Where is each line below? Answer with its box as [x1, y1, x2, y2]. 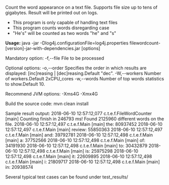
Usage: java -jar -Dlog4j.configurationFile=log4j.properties [5, 40, 128, 46]
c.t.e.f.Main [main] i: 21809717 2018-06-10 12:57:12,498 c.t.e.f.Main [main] [5, 159, 160, 165]
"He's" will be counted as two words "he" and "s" [12, 30, 117, 36]
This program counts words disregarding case [12, 25, 110, 31]
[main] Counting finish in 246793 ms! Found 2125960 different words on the [5, 116, 164, 122]
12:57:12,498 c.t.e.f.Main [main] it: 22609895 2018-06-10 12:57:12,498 [5, 154, 152, 159]
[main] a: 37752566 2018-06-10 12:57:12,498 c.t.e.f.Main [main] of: [5, 137, 146, 143]
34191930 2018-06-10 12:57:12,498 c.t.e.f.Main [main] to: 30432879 [5, 143, 148, 149]
